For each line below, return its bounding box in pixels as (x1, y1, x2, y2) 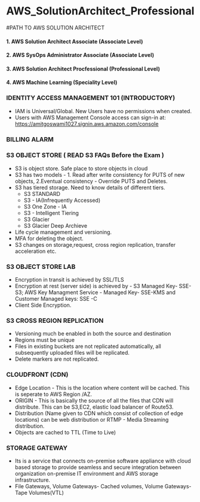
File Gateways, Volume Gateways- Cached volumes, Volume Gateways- (14, 483, 192, 490)
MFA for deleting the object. (14, 235, 84, 242)
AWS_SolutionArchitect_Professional (6, 4, 195, 18)
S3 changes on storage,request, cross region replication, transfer (14, 241, 176, 248)
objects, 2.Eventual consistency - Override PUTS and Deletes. (14, 177, 168, 185)
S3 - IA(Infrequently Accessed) (23, 196, 101, 204)
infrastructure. (14, 476, 51, 483)
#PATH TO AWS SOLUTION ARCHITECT (6, 24, 105, 31)
